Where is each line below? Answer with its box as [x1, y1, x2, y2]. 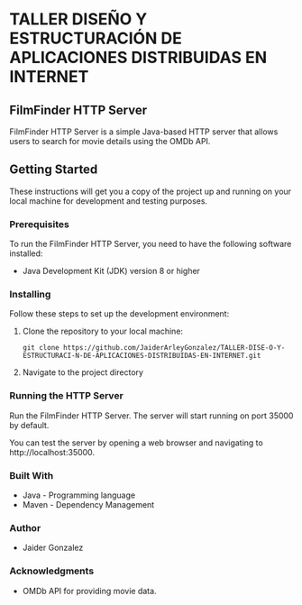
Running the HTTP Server [9, 390, 124, 402]
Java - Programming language [22, 490, 136, 500]
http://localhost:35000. [9, 446, 96, 457]
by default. [9, 419, 50, 430]
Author [9, 521, 41, 534]
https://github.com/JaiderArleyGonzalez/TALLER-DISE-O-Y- [62, 344, 286, 353]
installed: [9, 248, 43, 259]
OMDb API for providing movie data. [22, 585, 157, 596]
